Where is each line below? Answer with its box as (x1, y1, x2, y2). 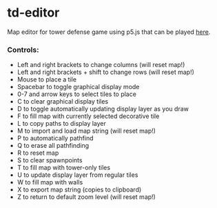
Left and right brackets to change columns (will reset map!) (17, 61, 185, 69)
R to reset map (17, 149, 59, 157)
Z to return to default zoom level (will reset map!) (17, 193, 156, 201)
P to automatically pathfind (17, 134, 94, 142)
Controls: (7, 45, 39, 55)
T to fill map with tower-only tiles (17, 164, 111, 172)
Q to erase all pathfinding (17, 142, 90, 150)
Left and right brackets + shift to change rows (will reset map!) (17, 68, 195, 77)
